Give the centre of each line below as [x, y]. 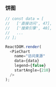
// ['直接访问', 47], [29, 24]
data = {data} [27, 61]
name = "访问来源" [30, 56]
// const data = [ [24, 19]
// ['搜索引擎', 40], [29, 28]
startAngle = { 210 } [33, 70]
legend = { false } [30, 66]
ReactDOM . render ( [23, 47]
